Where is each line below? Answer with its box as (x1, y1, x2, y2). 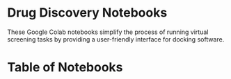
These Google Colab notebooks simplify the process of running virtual (7, 28, 209, 36)
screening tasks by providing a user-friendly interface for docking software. (7, 35, 225, 43)
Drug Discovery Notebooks (7, 5, 168, 21)
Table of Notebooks (7, 60, 123, 76)
